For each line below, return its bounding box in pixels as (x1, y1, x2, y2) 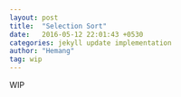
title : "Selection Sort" (9, 22, 107, 31)
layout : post (9, 13, 59, 22)
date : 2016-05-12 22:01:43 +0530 (9, 30, 144, 39)
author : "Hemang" (9, 47, 75, 56)
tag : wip (9, 55, 43, 64)
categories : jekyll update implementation (9, 38, 172, 48)
